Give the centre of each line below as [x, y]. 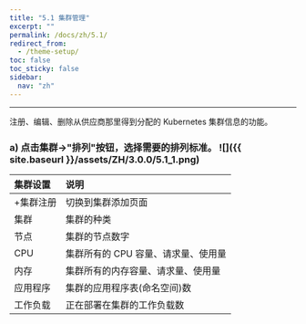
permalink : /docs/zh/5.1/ [58, 35]
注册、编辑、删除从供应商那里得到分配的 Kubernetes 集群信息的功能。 [141, 121]
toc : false [30, 60]
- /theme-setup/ [48, 52]
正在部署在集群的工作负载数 [125, 305]
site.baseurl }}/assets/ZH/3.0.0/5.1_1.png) [105, 159]
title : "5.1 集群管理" [50, 18]
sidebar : [26, 78]
